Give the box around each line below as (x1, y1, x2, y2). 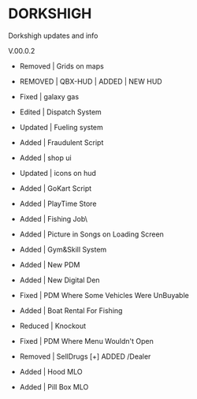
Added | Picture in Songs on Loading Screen (19, 229, 164, 239)
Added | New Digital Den (19, 275, 100, 285)
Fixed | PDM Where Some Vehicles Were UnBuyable (19, 290, 189, 300)
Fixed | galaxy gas (19, 91, 80, 101)
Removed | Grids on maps (19, 61, 104, 71)
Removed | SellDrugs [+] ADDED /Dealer (19, 352, 151, 361)
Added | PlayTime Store (19, 199, 97, 208)
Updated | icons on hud (19, 168, 97, 177)
